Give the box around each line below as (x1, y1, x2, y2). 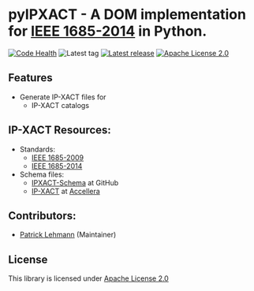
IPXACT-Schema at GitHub (31, 177, 119, 187)
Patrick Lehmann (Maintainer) (19, 230, 117, 240)
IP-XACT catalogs (31, 100, 89, 110)
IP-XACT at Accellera (31, 186, 100, 196)
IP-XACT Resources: (8, 124, 112, 137)
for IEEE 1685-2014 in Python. (8, 22, 207, 40)
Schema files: (19, 170, 65, 179)
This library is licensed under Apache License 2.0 (8, 274, 170, 283)
